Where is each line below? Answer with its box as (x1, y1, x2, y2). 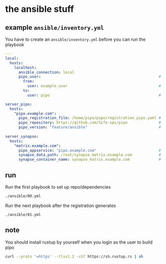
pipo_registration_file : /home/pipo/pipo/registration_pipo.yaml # (18, 116, 162, 121)
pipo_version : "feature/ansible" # (18, 125, 162, 130)
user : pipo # (27, 93, 162, 98)
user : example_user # (27, 83, 162, 89)
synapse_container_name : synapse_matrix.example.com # (18, 157, 162, 162)
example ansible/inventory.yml (5, 23, 104, 32)
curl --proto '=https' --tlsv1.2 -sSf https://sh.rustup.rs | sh (5, 254, 143, 259)
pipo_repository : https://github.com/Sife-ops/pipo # (18, 120, 162, 125)
